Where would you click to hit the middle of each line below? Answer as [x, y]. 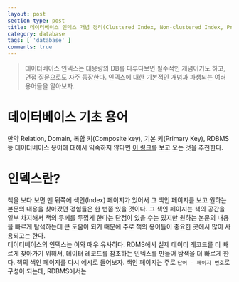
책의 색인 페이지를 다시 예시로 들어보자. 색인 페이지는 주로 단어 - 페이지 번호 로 [123, 262]
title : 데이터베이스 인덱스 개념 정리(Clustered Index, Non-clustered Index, [116, 27]
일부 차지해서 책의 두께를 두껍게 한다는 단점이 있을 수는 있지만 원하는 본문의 [112, 217]
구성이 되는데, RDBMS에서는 [47, 271]
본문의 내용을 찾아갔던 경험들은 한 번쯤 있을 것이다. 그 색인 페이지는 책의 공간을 [116, 209]
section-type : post [36, 21]
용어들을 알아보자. [49, 86]
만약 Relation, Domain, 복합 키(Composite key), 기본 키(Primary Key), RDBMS [118, 138]
